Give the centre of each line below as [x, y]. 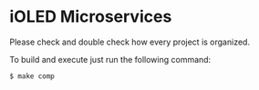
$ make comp [32, 76]
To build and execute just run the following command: [110, 59]
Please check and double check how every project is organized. [130, 42]
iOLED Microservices [91, 17]
